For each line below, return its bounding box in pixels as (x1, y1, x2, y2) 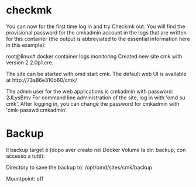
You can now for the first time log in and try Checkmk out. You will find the (6, 23, 185, 30)
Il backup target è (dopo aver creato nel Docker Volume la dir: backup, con (6, 146, 186, 153)
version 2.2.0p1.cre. (6, 59, 54, 66)
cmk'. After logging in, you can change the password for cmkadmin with (6, 100, 180, 107)
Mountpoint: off (6, 175, 44, 182)
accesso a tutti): (6, 153, 45, 160)
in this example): (6, 41, 46, 49)
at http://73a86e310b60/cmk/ (6, 77, 77, 84)
